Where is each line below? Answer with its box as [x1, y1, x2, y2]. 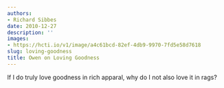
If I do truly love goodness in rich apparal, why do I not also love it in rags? [7, 73, 218, 81]
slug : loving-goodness [7, 48, 72, 55]
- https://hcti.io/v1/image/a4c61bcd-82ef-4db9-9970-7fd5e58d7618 [7, 42, 201, 48]
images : [7, 35, 30, 42]
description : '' [7, 29, 54, 36]
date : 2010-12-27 [7, 23, 57, 29]
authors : [7, 10, 32, 17]
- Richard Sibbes [7, 16, 57, 23]
